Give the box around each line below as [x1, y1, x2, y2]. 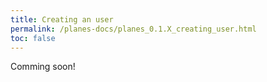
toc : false [10, 33, 56, 43]
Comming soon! [10, 61, 76, 73]
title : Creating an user [10, 14, 114, 25]
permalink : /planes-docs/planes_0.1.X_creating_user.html [10, 24, 257, 34]
